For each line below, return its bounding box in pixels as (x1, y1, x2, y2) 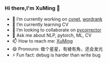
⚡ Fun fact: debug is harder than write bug (12, 52, 101, 58)
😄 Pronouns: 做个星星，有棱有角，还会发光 (12, 46, 103, 52)
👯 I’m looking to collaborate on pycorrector (12, 27, 102, 33)
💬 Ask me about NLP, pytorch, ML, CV (12, 33, 92, 39)
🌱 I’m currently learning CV (12, 21, 69, 27)
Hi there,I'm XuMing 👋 (5, 5, 60, 12)
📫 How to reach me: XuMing (12, 38, 73, 44)
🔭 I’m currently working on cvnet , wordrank (12, 16, 102, 22)
